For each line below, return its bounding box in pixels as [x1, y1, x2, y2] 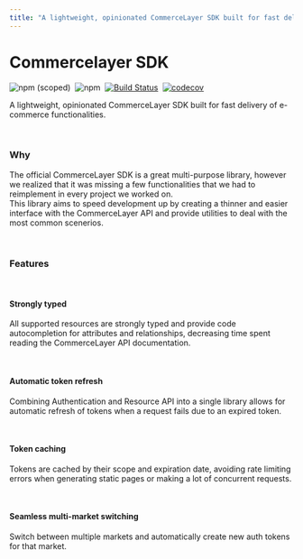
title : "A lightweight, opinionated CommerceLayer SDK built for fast [9, 13, 280, 23]
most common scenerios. [9, 217, 104, 228]
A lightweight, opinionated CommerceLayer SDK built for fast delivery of [9, 99, 278, 110]
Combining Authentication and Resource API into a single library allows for [9, 396, 286, 407]
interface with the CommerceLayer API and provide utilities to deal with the [9, 207, 288, 218]
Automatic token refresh [9, 375, 104, 386]
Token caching [9, 444, 66, 454]
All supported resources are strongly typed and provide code [9, 318, 236, 329]
